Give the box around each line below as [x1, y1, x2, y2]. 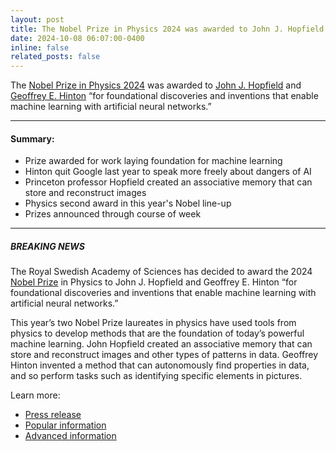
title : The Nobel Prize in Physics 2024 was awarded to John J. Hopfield [10, 24, 325, 34]
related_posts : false [10, 52, 101, 62]
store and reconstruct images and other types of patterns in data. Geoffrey [10, 349, 319, 361]
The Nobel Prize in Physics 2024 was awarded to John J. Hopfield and [10, 79, 302, 91]
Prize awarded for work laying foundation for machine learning [24, 155, 283, 167]
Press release [24, 409, 82, 421]
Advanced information [24, 430, 117, 442]
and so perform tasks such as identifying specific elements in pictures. [10, 370, 303, 382]
